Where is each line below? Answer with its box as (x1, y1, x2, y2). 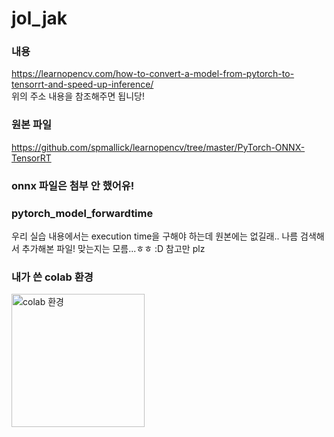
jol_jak (11, 7, 68, 30)
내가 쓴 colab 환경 (11, 270, 94, 284)
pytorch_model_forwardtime (11, 206, 154, 220)
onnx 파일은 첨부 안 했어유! (11, 178, 135, 192)
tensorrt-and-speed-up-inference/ (11, 78, 154, 91)
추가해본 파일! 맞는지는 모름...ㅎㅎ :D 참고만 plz (21, 243, 206, 254)
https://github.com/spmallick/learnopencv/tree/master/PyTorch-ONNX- (11, 141, 306, 153)
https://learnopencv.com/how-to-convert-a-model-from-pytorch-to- (11, 68, 295, 80)
